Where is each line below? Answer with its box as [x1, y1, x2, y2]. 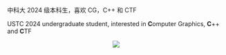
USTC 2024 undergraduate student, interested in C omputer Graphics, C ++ [7, 20, 220, 27]
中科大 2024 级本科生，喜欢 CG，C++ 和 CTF [7, 6, 137, 14]
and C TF [7, 27, 32, 35]
